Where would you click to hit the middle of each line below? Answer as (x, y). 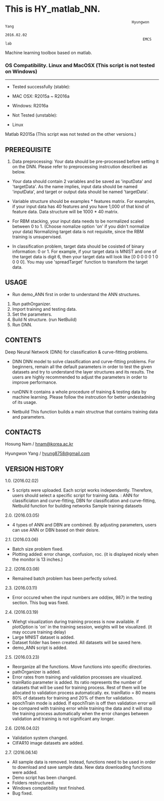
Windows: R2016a (30, 106)
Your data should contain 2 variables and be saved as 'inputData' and (82, 181)
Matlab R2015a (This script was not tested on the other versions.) (71, 134)
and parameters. (29, 417)
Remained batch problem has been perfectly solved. (65, 578)
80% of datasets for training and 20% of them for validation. (73, 698)
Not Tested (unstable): (35, 115)
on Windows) (21, 71)
